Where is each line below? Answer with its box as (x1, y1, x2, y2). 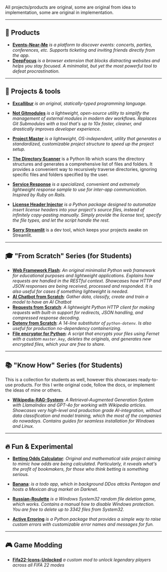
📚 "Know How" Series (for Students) (5, 361, 123, 369)
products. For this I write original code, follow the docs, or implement (13, 382, 155, 388)
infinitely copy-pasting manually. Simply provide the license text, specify (12, 212, 162, 218)
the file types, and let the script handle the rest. (12, 217, 110, 223)
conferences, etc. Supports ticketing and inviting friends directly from (12, 47, 156, 53)
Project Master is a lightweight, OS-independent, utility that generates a (12, 135, 162, 141)
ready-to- (138, 377, 158, 383)
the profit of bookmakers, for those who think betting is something (12, 466, 149, 472)
